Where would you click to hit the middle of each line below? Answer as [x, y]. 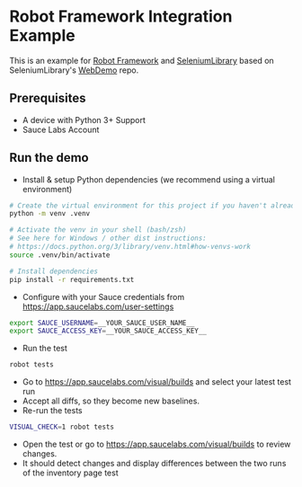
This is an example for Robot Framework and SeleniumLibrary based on [142, 60]
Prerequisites [48, 98]
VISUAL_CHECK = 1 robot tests [62, 427]
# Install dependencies [54, 271]
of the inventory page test [70, 473]
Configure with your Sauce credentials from [103, 297]
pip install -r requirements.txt [72, 279]
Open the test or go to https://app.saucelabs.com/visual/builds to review [156, 444]
